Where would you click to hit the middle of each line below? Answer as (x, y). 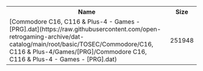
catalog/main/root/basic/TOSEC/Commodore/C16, (82, 44)
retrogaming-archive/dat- (47, 37)
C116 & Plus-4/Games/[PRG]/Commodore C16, (78, 52)
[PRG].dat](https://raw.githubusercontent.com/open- (85, 29)
